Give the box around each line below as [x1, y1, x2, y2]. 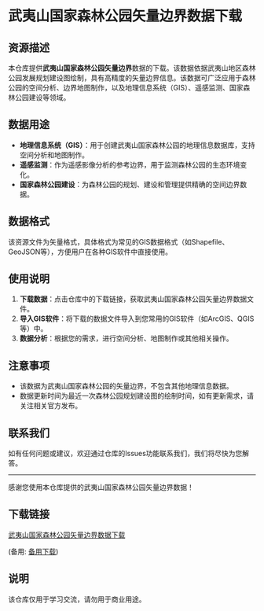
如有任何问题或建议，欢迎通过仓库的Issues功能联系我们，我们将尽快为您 [8, 449, 243, 458]
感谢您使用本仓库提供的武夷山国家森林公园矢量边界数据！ [8, 483, 194, 492]
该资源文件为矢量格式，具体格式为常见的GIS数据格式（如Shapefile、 [8, 237, 229, 246]
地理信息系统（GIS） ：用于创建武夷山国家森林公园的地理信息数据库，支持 [19, 140, 255, 149]
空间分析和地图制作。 [19, 150, 89, 160]
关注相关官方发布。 [19, 401, 82, 410]
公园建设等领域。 [14, 93, 71, 102]
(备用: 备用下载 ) [8, 547, 59, 556]
